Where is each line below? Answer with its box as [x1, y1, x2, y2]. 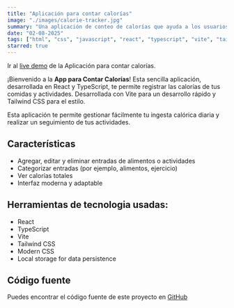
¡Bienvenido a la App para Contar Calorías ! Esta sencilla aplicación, [7, 75, 202, 83]
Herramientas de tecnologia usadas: [7, 199, 169, 211]
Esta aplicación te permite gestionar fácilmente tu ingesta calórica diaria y [7, 111, 219, 119]
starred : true [7, 42, 49, 49]
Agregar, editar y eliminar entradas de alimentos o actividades [17, 156, 196, 165]
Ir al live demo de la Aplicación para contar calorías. [7, 62, 156, 70]
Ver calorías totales [17, 171, 73, 179]
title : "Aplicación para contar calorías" [7, 10, 132, 17]
